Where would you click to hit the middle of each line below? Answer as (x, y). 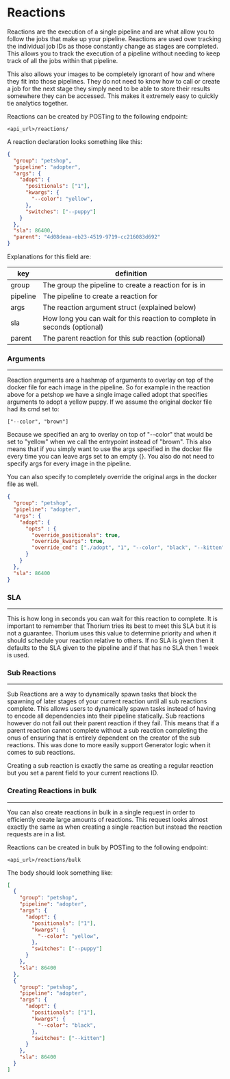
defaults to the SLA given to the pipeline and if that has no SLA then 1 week (113, 647)
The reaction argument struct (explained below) (119, 308)
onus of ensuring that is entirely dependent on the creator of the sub (104, 738)
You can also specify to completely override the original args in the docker (112, 477)
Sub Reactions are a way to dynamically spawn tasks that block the (102, 694)
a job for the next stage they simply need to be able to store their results (109, 88)
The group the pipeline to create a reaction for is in (124, 285)
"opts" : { (41, 529)
